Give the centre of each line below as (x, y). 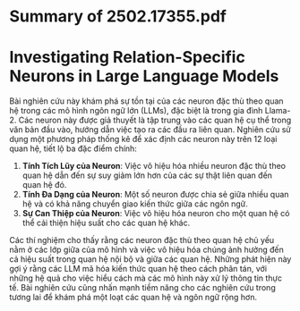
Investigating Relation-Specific (128, 58)
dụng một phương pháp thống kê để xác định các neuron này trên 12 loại (143, 139)
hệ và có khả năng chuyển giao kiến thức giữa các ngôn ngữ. (135, 204)
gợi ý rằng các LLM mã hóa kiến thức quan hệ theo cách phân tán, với (138, 269)
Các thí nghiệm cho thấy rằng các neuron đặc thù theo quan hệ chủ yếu (142, 240)
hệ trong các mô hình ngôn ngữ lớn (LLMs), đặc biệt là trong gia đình (136, 111)
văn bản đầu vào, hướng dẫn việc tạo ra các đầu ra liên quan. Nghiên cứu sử (150, 130)
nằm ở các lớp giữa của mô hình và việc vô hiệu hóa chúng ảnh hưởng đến (146, 250)
